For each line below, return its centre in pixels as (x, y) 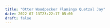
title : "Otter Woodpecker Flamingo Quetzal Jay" (55, 9)
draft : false (18, 18)
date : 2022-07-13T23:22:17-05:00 (39, 14)
